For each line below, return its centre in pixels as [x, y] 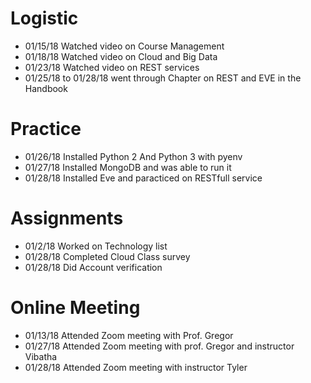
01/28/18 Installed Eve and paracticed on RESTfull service [143, 178]
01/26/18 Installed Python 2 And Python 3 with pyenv [133, 156]
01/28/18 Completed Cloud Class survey [107, 256]
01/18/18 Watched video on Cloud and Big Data [121, 56]
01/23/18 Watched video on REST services [112, 67]
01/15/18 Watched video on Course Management [124, 46]
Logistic [44, 18]
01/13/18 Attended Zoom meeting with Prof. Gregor [129, 335]
